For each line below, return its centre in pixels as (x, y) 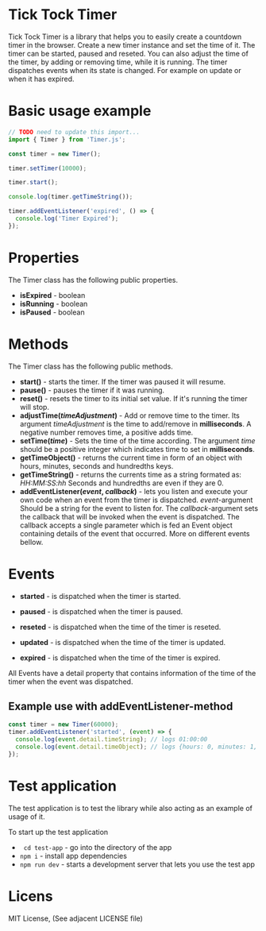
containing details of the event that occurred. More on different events (135, 533)
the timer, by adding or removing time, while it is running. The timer (118, 62)
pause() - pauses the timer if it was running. (92, 390)
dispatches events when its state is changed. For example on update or (125, 70)
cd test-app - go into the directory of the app (98, 847)
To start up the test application (58, 832)
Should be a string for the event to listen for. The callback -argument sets (139, 508)
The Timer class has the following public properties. (93, 280)
